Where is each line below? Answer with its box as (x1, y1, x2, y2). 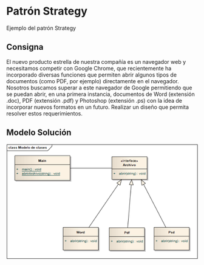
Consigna (6, 42, 44, 52)
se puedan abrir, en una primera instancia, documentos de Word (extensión (6, 90, 195, 98)
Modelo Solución (6, 128, 72, 138)
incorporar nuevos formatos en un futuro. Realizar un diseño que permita (6, 103, 189, 111)
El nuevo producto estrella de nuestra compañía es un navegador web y (6, 58, 186, 65)
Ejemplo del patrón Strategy (6, 24, 76, 32)
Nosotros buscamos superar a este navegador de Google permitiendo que (6, 84, 192, 91)
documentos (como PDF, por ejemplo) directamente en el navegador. (6, 77, 179, 84)
